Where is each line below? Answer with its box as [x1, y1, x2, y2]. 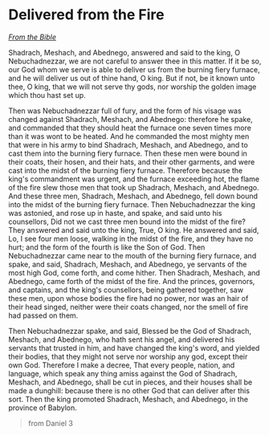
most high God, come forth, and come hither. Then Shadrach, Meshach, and [8, 267, 261, 278]
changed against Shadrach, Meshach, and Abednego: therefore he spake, [8, 114, 253, 124]
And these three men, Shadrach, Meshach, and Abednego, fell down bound [8, 191, 259, 201]
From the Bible [8, 32, 56, 42]
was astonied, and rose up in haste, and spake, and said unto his [8, 208, 222, 217]
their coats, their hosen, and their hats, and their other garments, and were [8, 157, 255, 166]
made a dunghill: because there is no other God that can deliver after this [8, 385, 251, 395]
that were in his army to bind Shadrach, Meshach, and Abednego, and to [8, 140, 249, 149]
